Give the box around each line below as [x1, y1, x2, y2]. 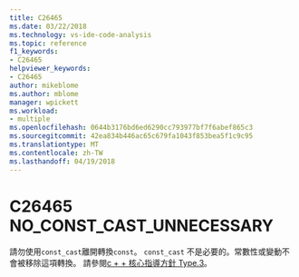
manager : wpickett [9, 97, 79, 107]
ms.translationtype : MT [9, 140, 100, 149]
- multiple [9, 114, 51, 124]
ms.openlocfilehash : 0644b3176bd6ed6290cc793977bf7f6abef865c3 [9, 124, 254, 133]
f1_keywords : [9, 47, 59, 56]
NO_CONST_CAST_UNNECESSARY [9, 215, 275, 236]
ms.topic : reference [9, 38, 88, 48]
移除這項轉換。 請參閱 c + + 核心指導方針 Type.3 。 [24, 258, 213, 269]
